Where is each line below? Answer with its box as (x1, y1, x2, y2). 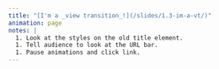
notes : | (8, 26, 37, 34)
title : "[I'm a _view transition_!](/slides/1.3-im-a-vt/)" (8, 11, 213, 20)
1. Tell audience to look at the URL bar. (15, 41, 158, 49)
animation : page (8, 19, 62, 27)
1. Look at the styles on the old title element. (15, 33, 183, 42)
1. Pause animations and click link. (15, 48, 141, 56)
